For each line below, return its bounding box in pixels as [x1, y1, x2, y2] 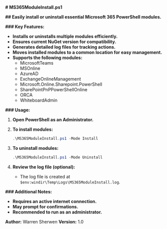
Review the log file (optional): [12, 164, 75, 170]
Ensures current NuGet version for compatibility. [12, 39, 116, 45]
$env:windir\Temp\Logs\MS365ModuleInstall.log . [20, 179, 120, 185]
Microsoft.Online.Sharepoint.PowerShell [20, 81, 103, 87]
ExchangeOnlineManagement [20, 76, 81, 82]
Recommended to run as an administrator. [12, 209, 102, 215]
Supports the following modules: [12, 55, 83, 61]
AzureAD [20, 71, 39, 77]
